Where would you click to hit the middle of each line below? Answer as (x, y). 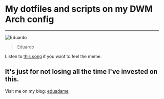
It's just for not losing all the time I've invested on (81, 72)
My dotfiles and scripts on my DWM (79, 9)
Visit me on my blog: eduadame (37, 91)
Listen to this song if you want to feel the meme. (53, 56)
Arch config (30, 19)
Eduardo (25, 47)
